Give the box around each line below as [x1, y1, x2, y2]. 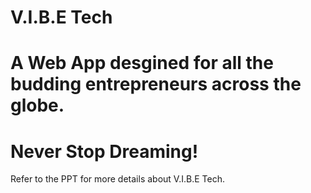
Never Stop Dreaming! [10, 140, 199, 163]
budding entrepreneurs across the [10, 73, 302, 96]
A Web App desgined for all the [10, 52, 274, 75]
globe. [10, 94, 65, 117]
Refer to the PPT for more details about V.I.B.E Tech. [10, 173, 225, 185]
